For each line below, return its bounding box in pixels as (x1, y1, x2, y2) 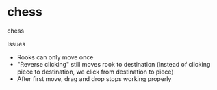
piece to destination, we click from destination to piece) (16, 67, 174, 76)
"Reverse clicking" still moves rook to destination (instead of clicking (16, 60, 211, 68)
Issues (7, 40, 26, 48)
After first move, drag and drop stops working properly (16, 74, 172, 82)
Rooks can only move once (16, 52, 94, 61)
